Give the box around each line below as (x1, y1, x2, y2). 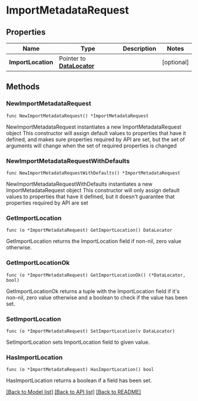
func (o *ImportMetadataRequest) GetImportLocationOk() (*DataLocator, (6, 272, 186, 278)
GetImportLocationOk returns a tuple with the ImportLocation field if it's (6, 287, 180, 295)
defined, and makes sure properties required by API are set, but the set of (6, 136, 186, 143)
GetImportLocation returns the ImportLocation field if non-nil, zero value (6, 238, 181, 245)
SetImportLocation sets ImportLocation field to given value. (6, 338, 150, 346)
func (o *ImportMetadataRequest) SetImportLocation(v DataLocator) (6, 328, 176, 334)
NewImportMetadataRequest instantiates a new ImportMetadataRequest (6, 123, 181, 130)
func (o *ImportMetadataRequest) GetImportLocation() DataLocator (6, 228, 173, 234)
